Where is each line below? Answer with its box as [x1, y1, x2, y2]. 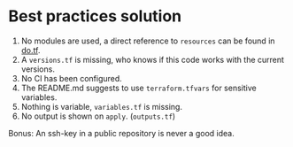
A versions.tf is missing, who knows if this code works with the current [20, 54, 285, 65]
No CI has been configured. [20, 73, 123, 83]
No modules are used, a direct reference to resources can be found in [20, 35, 275, 46]
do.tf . [20, 44, 41, 55]
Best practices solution [8, 6, 182, 27]
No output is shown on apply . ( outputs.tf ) [20, 111, 176, 121]
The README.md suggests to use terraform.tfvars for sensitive [20, 82, 258, 93]
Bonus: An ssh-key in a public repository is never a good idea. [8, 128, 235, 138]
